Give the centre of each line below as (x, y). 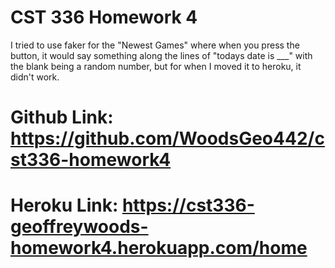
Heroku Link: (64, 205)
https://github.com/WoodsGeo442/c (167, 138)
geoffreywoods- (79, 227)
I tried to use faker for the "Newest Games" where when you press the (155, 45)
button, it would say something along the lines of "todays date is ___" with (161, 55)
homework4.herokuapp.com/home (159, 248)
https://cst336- (188, 205)
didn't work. (35, 77)
